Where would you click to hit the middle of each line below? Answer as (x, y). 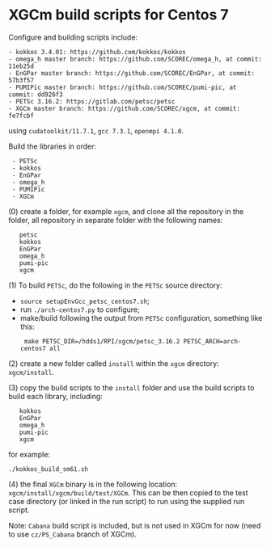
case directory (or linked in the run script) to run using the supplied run (127, 501)
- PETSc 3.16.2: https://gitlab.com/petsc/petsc (92, 101)
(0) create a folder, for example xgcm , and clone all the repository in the (126, 211)
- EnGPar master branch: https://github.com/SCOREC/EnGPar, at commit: (131, 73)
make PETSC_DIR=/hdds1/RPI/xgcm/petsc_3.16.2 (102, 341)
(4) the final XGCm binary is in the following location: (93, 484)
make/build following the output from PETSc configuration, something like (141, 318)
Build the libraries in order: (53, 146)
